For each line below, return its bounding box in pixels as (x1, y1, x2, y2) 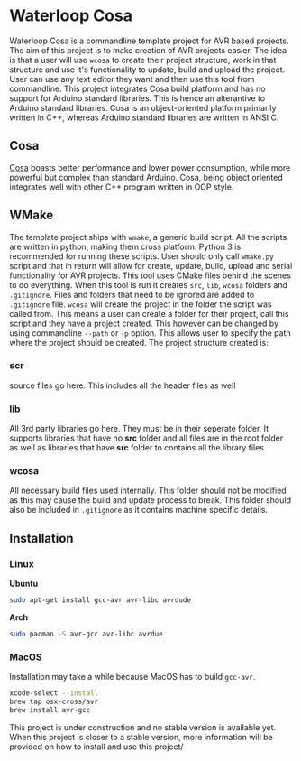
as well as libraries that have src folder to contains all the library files (9, 442, 264, 453)
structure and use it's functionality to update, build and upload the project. (9, 64, 286, 75)
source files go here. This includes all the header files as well (9, 380, 236, 391)
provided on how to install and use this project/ (9, 741, 184, 752)
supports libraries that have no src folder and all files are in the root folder (9, 432, 284, 443)
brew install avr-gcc (9, 705, 91, 714)
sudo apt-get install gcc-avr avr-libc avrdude (9, 596, 192, 605)
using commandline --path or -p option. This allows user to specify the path (9, 327, 291, 339)
